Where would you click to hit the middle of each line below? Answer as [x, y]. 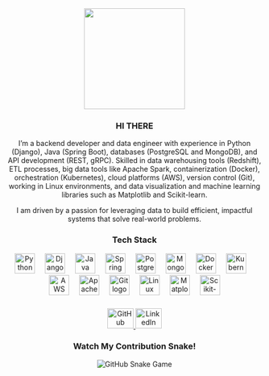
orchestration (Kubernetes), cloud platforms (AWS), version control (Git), [134, 178]
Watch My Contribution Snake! [134, 346]
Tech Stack [134, 240]
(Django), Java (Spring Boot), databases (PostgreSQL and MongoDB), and [134, 152]
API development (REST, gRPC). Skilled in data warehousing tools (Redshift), [134, 161]
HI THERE [134, 126]
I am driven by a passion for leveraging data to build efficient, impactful [134, 211]
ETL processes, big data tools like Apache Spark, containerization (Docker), [134, 169]
